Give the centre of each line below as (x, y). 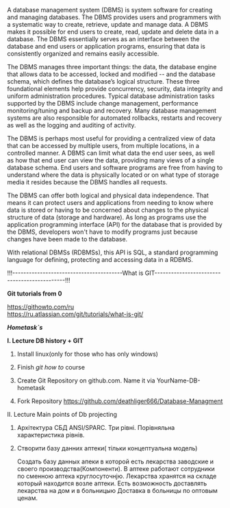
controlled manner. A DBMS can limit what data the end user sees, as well (111, 153)
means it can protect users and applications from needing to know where (110, 203)
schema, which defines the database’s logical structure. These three (103, 81)
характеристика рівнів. (51, 435)
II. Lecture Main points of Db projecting (62, 414)
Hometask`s (25, 327)
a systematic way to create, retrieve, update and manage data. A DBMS (108, 24)
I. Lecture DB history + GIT (45, 341)
